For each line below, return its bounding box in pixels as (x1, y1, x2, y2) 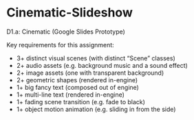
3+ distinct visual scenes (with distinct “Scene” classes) (16, 53, 176, 62)
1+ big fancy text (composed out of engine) (16, 83, 139, 91)
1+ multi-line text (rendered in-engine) (16, 91, 125, 99)
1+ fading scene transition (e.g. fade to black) (16, 97, 146, 106)
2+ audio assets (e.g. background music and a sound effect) (16, 61, 188, 69)
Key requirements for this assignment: (6, 40, 114, 49)
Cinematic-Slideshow (6, 5, 133, 21)
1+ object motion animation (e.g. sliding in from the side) (16, 105, 176, 113)
